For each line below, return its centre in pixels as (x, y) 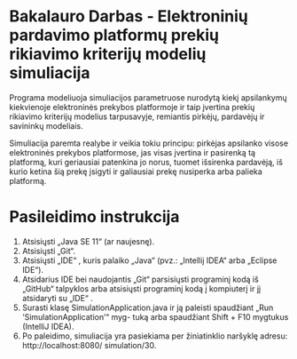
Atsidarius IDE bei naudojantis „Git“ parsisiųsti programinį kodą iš (140, 279)
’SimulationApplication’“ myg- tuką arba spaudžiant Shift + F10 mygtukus (155, 316)
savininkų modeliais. (46, 125)
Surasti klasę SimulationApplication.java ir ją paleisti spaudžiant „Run (148, 307)
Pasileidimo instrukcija (94, 217)
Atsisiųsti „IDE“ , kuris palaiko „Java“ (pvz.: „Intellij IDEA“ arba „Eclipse (149, 260)
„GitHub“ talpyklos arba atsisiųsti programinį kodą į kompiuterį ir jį (141, 288)
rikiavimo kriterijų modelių (108, 54)
